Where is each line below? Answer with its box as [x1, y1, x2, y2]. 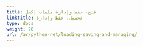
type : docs [6, 20, 34, 26]
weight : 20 [6, 26, 34, 32]
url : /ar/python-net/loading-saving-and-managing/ [6, 32, 138, 38]
